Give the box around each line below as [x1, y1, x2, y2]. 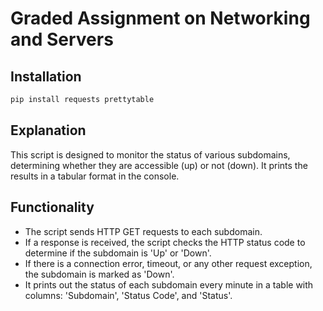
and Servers [10, 28, 114, 51]
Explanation [10, 122, 87, 139]
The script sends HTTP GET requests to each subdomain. [24, 225, 263, 237]
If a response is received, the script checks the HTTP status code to [24, 236, 306, 248]
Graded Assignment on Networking [10, 7, 311, 30]
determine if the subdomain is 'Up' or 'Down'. [24, 247, 212, 259]
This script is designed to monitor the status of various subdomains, [10, 148, 291, 161]
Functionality [10, 199, 95, 216]
